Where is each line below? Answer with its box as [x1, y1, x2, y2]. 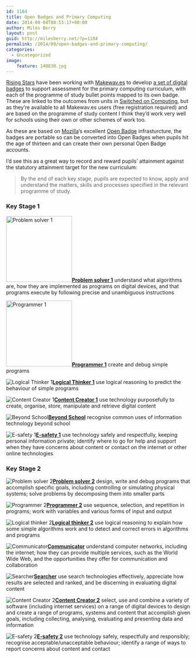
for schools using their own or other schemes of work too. [6, 116, 146, 124]
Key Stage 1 [6, 203, 40, 211]
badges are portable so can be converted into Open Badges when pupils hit [6, 134, 189, 141]
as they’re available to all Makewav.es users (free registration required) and [6, 104, 188, 111]
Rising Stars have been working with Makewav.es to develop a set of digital [6, 79, 188, 86]
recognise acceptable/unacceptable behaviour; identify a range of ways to [6, 639, 186, 646]
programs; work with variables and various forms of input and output [6, 508, 172, 515]
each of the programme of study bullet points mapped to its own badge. [6, 91, 180, 98]
